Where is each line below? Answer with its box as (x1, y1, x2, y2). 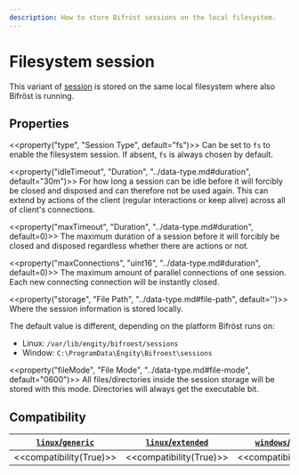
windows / (255, 436, 291, 448)
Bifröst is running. (9, 90, 75, 101)
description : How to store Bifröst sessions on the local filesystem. (9, 12, 277, 22)
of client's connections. (9, 204, 95, 215)
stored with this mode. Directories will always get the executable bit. (9, 384, 260, 395)
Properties (9, 116, 69, 131)
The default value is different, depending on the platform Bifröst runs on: (9, 321, 275, 332)
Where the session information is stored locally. (9, 304, 184, 315)
